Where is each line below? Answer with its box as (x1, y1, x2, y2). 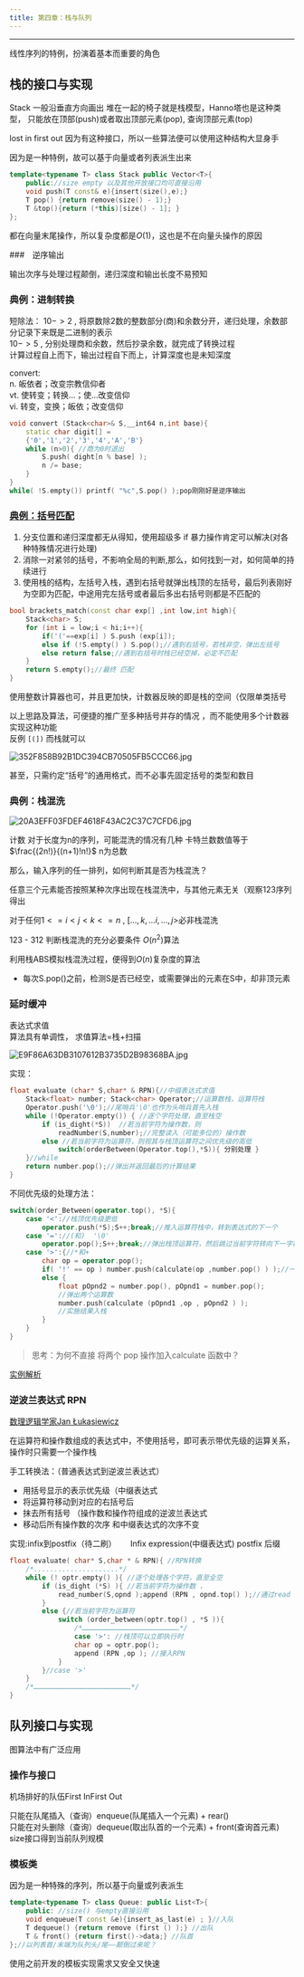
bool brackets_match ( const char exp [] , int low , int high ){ (9, 606, 237, 616)
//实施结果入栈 (57, 1307, 107, 1316)
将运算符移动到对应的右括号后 (22, 1496, 134, 1507)
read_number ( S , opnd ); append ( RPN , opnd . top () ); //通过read (57, 1590, 291, 1599)
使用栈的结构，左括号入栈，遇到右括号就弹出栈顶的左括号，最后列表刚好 (22, 577, 292, 588)
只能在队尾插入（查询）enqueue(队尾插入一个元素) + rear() (9, 1810, 229, 1821)
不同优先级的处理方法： (9, 1188, 97, 1199)
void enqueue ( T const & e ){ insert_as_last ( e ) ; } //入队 (25, 1915, 234, 1924)
